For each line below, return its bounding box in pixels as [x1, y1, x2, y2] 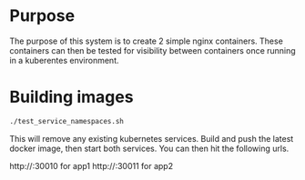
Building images [9, 87, 134, 107]
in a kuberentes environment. [9, 55, 120, 65]
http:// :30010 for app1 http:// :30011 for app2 [9, 160, 174, 171]
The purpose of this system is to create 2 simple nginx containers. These [9, 35, 284, 46]
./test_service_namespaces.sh [9, 116, 125, 125]
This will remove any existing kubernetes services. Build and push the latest [9, 133, 294, 144]
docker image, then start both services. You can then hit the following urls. [9, 143, 290, 154]
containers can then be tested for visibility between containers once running [9, 45, 296, 55]
